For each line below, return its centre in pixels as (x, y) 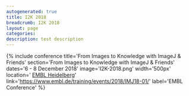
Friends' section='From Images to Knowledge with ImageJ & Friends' (91, 62)
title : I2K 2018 (26, 17)
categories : (21, 34)
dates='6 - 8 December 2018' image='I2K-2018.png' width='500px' (89, 68)
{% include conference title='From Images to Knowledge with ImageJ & (94, 56)
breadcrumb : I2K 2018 (33, 23)
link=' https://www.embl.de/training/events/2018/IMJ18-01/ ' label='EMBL (94, 81)
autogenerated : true (32, 12)
